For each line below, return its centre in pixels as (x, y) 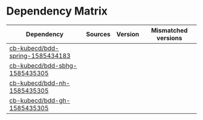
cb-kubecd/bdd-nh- (40, 83)
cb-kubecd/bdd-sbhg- (43, 65)
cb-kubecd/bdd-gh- (40, 100)
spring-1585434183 (40, 56)
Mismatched (169, 30)
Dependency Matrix (57, 11)
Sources (98, 34)
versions (169, 38)
